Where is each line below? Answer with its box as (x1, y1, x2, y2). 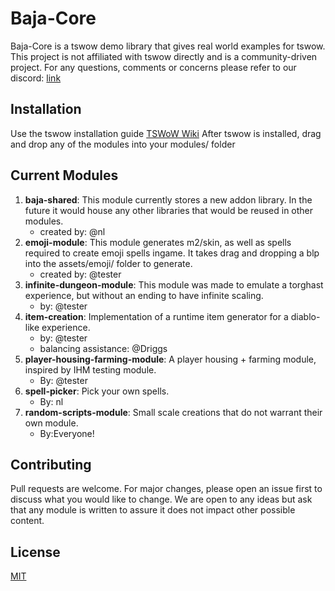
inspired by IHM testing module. (24, 363, 157, 376)
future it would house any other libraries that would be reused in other (24, 204, 314, 216)
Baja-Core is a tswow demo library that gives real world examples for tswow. (10, 40, 326, 52)
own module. (24, 417, 79, 429)
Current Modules (10, 167, 119, 184)
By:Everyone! (39, 427, 95, 439)
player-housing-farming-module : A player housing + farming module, (24, 353, 317, 365)
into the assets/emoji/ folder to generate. (24, 257, 193, 269)
